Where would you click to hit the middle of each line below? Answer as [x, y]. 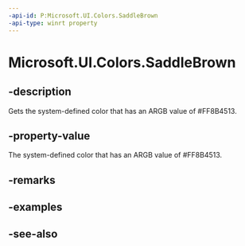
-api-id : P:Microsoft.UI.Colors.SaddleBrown [83, 16]
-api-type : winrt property [53, 23]
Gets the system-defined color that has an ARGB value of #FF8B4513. [122, 111]
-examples [35, 207]
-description [40, 92]
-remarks [32, 180]
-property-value [49, 136]
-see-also [33, 234]
